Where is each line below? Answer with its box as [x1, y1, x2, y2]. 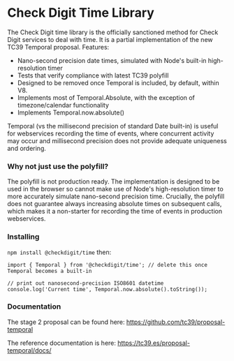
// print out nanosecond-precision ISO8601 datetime [7, 279, 164, 287]
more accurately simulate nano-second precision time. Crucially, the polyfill [7, 192, 225, 200]
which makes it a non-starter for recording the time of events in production [7, 207, 222, 216]
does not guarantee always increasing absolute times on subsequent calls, [7, 200, 222, 208]
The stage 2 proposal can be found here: [7, 318, 125, 326]
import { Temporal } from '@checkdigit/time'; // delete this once [7, 261, 208, 268]
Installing [7, 232, 40, 242]
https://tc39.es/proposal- [117, 339, 191, 347]
